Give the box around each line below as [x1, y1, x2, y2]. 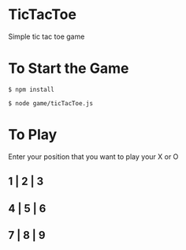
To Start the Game [8, 59, 129, 78]
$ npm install [8, 85, 55, 93]
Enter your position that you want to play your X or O [8, 152, 179, 161]
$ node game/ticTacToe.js [8, 99, 93, 108]
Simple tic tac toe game [8, 32, 85, 41]
